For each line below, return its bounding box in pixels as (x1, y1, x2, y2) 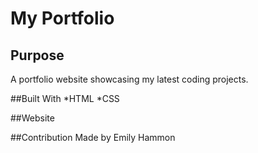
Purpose (10, 47, 65, 64)
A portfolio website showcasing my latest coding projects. (10, 73, 249, 85)
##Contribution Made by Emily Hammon (10, 132, 176, 143)
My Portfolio (10, 7, 115, 30)
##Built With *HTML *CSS (10, 93, 120, 104)
